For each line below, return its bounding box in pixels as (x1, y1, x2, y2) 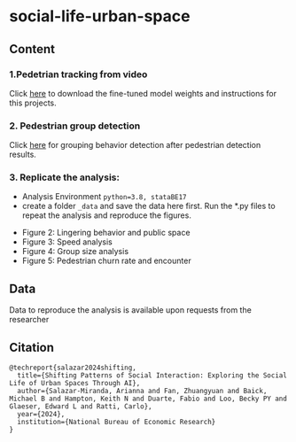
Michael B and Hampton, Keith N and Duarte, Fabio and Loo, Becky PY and (9, 394, 288, 404)
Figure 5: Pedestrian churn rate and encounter (21, 255, 192, 267)
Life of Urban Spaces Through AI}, (9, 379, 141, 388)
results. (9, 149, 37, 160)
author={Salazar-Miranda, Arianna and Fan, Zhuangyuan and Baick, (17, 387, 268, 396)
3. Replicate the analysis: (9, 171, 120, 183)
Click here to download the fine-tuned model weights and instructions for (9, 88, 277, 98)
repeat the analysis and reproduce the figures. (21, 210, 192, 221)
